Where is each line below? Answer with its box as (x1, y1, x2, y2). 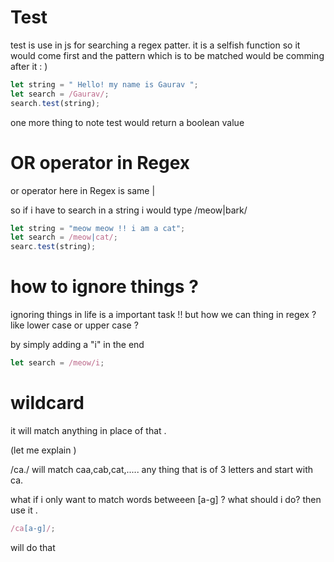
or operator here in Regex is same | (10, 184, 156, 196)
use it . (10, 504, 38, 516)
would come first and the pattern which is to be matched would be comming (10, 49, 325, 61)
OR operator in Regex (10, 151, 190, 174)
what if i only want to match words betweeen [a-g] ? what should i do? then (10, 493, 322, 505)
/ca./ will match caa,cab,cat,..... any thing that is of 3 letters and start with (10, 463, 314, 475)
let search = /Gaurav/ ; (10, 89, 110, 99)
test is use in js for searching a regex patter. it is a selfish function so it (10, 39, 301, 51)
